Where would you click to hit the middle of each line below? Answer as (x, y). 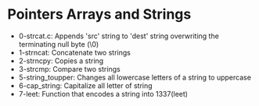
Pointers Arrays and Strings (99, 14)
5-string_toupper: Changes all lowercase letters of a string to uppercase (135, 77)
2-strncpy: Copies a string (61, 61)
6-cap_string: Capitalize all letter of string (86, 85)
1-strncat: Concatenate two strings (74, 52)
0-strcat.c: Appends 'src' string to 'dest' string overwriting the (119, 36)
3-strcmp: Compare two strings (69, 69)
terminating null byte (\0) (59, 44)
